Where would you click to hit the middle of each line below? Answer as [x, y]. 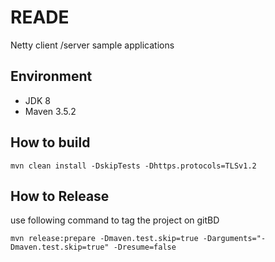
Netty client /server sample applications [92, 45]
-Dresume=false [145, 247]
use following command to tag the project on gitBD [115, 220]
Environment [51, 76]
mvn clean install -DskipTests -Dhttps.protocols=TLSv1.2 [133, 166]
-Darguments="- [234, 239]
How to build [50, 142]
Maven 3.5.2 [50, 111]
